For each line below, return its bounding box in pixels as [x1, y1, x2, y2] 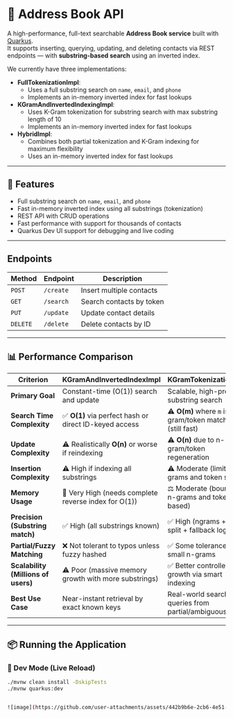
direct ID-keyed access [62, 420, 139, 429]
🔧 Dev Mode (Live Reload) [7, 663, 96, 672]
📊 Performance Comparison [7, 350, 133, 363]
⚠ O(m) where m [167, 407, 222, 416]
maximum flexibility [27, 144, 83, 153]
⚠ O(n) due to [167, 435, 215, 445]
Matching [10, 549, 43, 559]
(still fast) [167, 424, 199, 434]
